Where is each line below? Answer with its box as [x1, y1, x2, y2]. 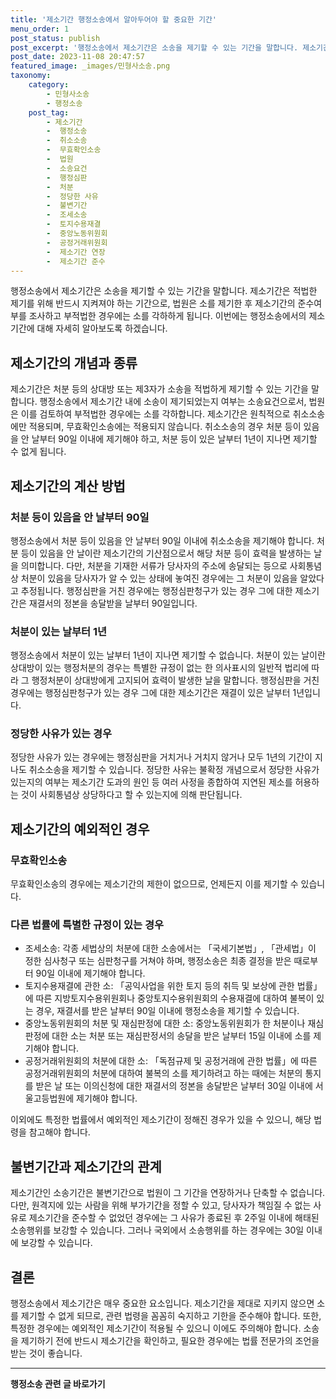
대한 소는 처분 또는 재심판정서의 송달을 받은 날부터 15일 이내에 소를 [51, 1030, 312, 1042]
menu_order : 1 [10, 24, 70, 34]
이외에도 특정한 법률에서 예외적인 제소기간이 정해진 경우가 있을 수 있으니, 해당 [10, 1114, 312, 1126]
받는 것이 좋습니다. [10, 1347, 83, 1360]
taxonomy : [10, 71, 52, 81]
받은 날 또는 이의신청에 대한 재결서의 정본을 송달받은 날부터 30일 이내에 [35, 1080, 313, 1092]
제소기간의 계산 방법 [10, 477, 126, 495]
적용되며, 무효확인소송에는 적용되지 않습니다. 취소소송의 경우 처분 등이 [28, 421, 302, 433]
